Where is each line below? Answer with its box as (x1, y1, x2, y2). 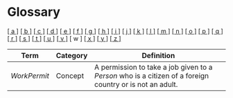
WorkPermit (10, 70, 50, 80)
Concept (55, 70, 85, 80)
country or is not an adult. (94, 79, 178, 89)
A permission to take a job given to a (94, 62, 213, 72)
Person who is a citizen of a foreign (94, 70, 209, 80)
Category (55, 50, 88, 60)
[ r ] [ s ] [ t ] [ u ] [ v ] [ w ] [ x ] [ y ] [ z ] (7, 34, 121, 42)
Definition (141, 50, 175, 60)
